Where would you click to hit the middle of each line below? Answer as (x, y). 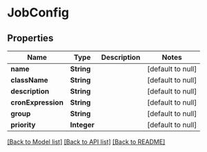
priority (23, 125)
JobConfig (38, 13)
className (29, 80)
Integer (82, 125)
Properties (30, 38)
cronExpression (37, 102)
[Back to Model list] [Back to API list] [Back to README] (86, 142)
